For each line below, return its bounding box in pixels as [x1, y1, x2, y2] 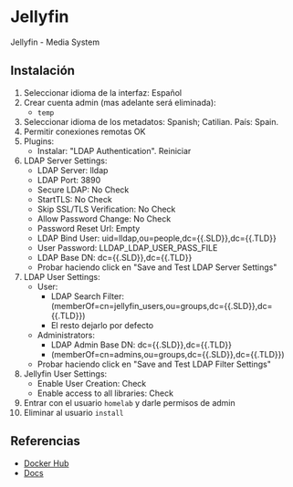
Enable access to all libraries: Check [37, 388, 174, 399]
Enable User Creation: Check [37, 378, 147, 389]
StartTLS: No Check [37, 193, 112, 204]
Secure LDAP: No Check [37, 184, 130, 195]
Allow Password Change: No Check [37, 212, 172, 224]
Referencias [10, 433, 81, 449]
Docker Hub [23, 458, 69, 469]
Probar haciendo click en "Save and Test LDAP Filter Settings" [37, 358, 272, 369]
